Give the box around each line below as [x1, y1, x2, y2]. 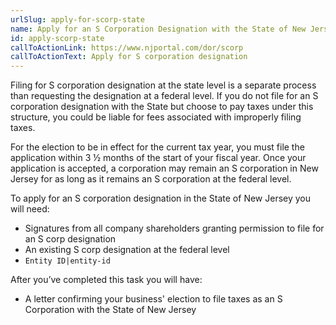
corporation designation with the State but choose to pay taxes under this [10, 101, 314, 113]
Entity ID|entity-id [24, 256, 111, 266]
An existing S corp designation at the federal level [24, 244, 230, 256]
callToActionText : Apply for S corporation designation [10, 52, 248, 62]
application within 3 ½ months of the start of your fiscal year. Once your [10, 152, 307, 164]
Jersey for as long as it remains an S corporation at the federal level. [10, 173, 292, 185]
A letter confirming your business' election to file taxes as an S [24, 293, 283, 305]
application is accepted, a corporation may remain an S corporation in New [10, 162, 319, 175]
